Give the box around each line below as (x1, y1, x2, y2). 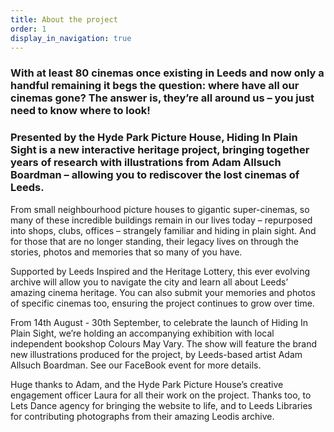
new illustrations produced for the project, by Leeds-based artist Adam (10, 348, 303, 360)
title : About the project (10, 14, 118, 25)
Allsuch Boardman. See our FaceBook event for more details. (10, 359, 262, 371)
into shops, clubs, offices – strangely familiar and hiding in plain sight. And (10, 224, 317, 236)
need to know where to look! (10, 104, 151, 118)
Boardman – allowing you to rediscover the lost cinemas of (10, 168, 300, 182)
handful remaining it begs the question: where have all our (10, 79, 300, 93)
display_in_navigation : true (10, 33, 132, 43)
